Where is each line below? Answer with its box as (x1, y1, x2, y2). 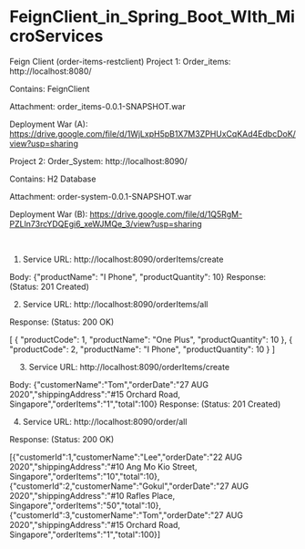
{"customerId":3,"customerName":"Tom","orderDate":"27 (9, 509, 224, 521)
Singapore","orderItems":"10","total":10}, (9, 471, 160, 482)
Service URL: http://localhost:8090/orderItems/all (22, 298, 208, 309)
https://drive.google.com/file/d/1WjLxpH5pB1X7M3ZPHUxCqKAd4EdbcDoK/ (9, 128, 296, 139)
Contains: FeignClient (9, 83, 90, 94)
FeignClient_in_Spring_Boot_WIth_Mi (9, 6, 296, 27)
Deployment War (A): (9, 119, 88, 129)
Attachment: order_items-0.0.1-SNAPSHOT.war (9, 100, 186, 111)
